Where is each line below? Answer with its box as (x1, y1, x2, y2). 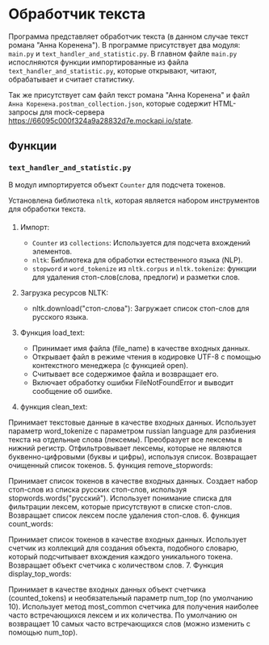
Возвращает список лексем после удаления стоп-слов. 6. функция (8, 510, 241, 521)
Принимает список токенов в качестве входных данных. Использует (8, 534, 247, 545)
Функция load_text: (19, 328, 85, 337)
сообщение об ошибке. (32, 387, 113, 396)
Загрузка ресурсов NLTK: (19, 288, 109, 298)
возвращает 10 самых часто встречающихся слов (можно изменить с (8, 619, 250, 629)
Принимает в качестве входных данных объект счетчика (8, 584, 206, 594)
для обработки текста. (8, 203, 86, 214)
